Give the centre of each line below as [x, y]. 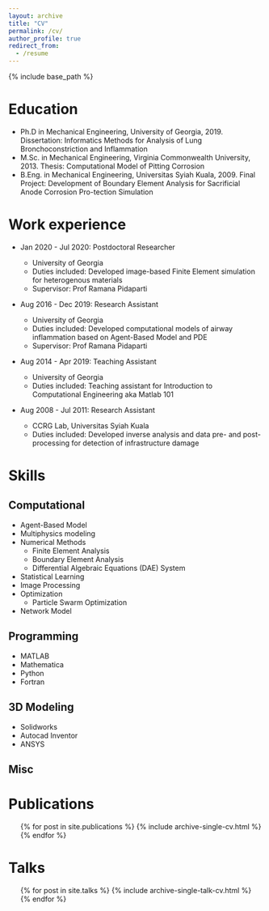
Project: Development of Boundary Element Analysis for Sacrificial [130, 183]
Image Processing [50, 585]
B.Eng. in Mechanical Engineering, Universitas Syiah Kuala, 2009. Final [138, 174]
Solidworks [39, 726]
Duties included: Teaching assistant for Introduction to [122, 385]
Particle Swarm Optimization [80, 602]
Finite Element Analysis [71, 551]
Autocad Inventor [49, 735]
